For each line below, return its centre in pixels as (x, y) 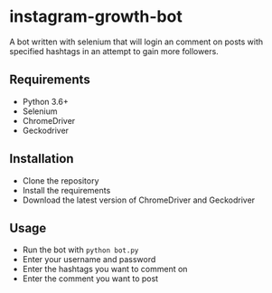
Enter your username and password (89, 260)
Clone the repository (61, 180)
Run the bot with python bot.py (80, 250)
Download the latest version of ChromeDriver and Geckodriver (139, 200)
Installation (42, 159)
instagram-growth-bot (96, 17)
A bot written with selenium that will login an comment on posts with (136, 42)
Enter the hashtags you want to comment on (105, 269)
